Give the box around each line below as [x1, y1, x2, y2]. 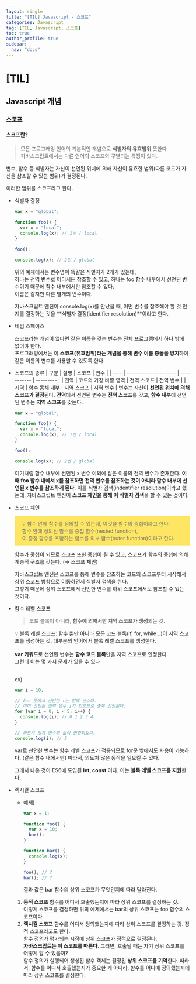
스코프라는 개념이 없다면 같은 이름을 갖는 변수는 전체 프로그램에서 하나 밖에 [14, 335, 185, 342]
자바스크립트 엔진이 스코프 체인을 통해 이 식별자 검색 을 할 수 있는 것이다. [27, 491, 190, 498]
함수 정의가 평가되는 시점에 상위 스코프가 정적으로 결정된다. [23, 935, 157, 942]
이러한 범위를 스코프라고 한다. [6, 185, 73, 192]
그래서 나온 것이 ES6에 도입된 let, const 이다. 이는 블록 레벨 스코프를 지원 [14, 766, 182, 773]
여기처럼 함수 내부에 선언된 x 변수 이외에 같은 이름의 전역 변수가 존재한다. [14, 469, 181, 476]
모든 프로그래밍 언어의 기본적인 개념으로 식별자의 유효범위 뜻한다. [20, 145, 169, 152]
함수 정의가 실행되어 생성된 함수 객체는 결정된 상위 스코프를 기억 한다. [23, 957, 179, 964]
